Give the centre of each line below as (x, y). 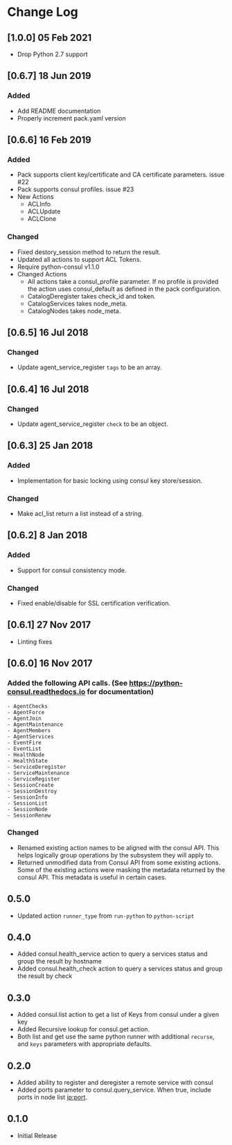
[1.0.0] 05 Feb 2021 (50, 38)
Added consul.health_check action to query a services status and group (120, 969)
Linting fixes (35, 641)
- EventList (24, 749)
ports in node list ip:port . (52, 1097)
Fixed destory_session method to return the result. (89, 252)
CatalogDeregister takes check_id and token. (91, 296)
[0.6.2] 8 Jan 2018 (47, 535)
